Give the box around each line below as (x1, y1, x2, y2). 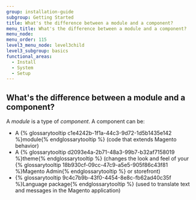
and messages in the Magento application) (14, 187, 121, 194)
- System (11, 64, 34, 71)
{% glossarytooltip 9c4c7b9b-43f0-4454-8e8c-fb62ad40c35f (14, 174, 171, 181)
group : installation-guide (6, 8, 74, 15)
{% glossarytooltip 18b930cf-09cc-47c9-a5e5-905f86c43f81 (14, 162, 168, 169)
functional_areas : (6, 53, 52, 59)
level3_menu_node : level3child (6, 43, 85, 49)
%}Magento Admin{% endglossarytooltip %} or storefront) (14, 168, 161, 175)
